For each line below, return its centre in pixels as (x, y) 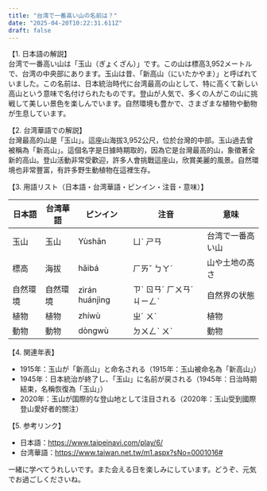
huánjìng (95, 300)
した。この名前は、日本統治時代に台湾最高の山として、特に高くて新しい (140, 83)
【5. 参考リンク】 (37, 426)
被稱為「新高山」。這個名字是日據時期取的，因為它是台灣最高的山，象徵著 (128, 150)
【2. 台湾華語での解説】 (47, 130)
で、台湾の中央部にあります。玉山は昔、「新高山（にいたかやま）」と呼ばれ (130, 74)
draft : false (30, 30)
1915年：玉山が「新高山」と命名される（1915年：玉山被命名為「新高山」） (140, 369)
